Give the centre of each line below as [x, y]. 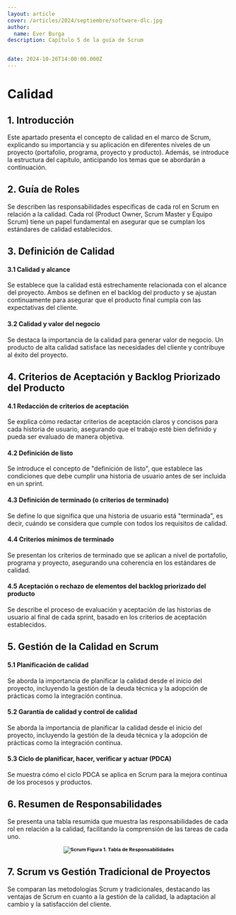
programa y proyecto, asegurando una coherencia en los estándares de [112, 563]
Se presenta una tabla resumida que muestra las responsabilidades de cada [118, 821]
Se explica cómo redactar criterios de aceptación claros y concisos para [113, 422]
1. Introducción [41, 120]
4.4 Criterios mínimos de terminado [61, 539]
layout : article [31, 14]
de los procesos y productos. [50, 782]
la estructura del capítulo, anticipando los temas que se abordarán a [106, 160]
